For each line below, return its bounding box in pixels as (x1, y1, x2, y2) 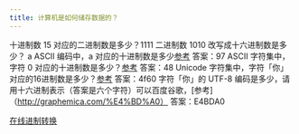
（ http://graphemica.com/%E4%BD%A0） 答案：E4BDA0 (9, 96, 226, 107)
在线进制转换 (9, 115, 57, 126)
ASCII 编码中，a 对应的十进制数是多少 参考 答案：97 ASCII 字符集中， (33, 51, 291, 62)
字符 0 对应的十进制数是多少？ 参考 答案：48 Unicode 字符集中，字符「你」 (9, 62, 289, 72)
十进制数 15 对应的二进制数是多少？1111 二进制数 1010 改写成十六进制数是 (9, 39, 280, 50)
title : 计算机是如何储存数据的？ (9, 13, 119, 23)
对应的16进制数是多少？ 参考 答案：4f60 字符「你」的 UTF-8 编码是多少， (9, 73, 283, 84)
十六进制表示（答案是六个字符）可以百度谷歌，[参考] (16, 84, 214, 95)
